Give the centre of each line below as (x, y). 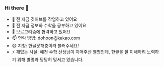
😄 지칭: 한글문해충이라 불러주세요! (45, 46)
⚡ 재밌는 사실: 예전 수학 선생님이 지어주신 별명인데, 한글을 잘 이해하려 (79, 52)
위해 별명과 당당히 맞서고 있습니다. (50, 60)
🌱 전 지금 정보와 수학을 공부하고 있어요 (49, 26)
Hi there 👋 (17, 8)
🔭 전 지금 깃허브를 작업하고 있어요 (44, 19)
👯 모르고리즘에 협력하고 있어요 (41, 32)
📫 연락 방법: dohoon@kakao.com (46, 38)
